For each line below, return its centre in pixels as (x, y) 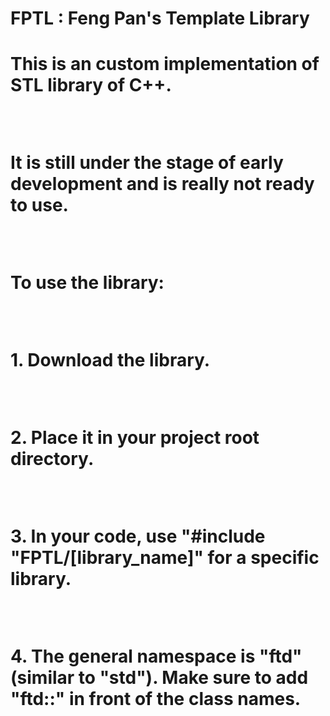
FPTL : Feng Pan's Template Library (160, 18)
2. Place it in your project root (135, 438)
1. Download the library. (110, 360)
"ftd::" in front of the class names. (156, 699)
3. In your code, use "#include (138, 536)
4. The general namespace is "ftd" (156, 656)
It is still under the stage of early (147, 163)
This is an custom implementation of (165, 64)
